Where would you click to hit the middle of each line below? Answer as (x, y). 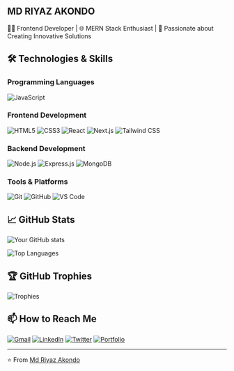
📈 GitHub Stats (41, 220)
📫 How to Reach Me (52, 319)
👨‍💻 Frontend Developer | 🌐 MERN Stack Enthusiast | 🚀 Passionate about (110, 28)
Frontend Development (47, 116)
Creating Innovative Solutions (49, 36)
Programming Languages (51, 82)
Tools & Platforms (38, 182)
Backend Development (46, 148)
